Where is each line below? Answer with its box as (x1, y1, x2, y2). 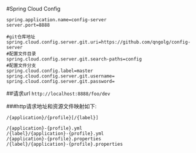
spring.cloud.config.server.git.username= (6, 73, 115, 79)
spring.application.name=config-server (6, 17, 107, 23)
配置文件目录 (8, 51, 36, 57)
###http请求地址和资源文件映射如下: (6, 103, 97, 109)
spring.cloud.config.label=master (6, 68, 94, 74)
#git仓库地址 (6, 34, 36, 40)
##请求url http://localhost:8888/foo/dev (6, 90, 111, 97)
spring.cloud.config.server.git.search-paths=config (6, 56, 142, 62)
